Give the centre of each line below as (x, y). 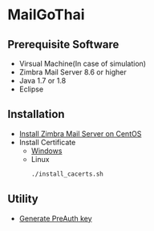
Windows (47, 151)
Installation (36, 114)
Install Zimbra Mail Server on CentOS (80, 133)
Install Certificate (47, 142)
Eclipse (31, 89)
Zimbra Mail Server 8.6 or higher (73, 72)
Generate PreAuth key (56, 218)
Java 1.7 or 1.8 (43, 81)
